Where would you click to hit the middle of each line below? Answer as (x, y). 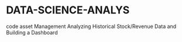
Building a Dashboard (32, 32)
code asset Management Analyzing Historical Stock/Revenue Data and (91, 26)
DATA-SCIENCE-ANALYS (68, 10)
